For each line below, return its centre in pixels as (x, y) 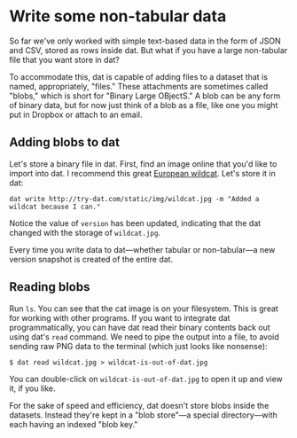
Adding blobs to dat (64, 142)
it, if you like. (32, 388)
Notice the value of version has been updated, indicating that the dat (135, 223)
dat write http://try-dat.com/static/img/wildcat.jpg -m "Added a (134, 199)
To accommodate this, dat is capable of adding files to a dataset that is (139, 76)
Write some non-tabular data (118, 16)
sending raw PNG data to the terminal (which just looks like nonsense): (138, 346)
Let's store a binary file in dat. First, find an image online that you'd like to (143, 164)
